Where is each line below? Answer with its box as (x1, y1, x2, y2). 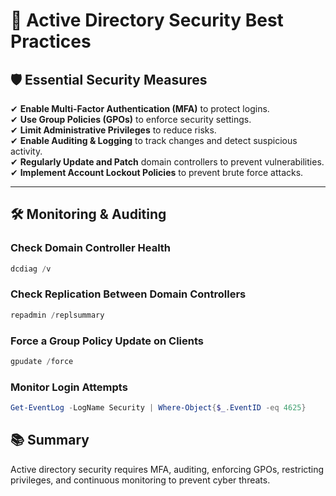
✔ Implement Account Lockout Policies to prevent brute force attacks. (10, 167, 304, 178)
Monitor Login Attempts (10, 380, 128, 394)
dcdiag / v (10, 264, 52, 274)
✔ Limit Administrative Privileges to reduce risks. (10, 124, 217, 136)
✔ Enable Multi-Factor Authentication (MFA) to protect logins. (10, 103, 270, 114)
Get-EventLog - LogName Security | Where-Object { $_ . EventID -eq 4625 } (10, 403, 307, 413)
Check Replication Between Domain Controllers (10, 287, 247, 301)
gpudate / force (10, 357, 74, 367)
